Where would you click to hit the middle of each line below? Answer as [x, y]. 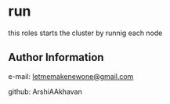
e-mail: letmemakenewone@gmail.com [71, 76]
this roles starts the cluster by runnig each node [85, 33]
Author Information [56, 57]
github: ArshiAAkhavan [45, 91]
